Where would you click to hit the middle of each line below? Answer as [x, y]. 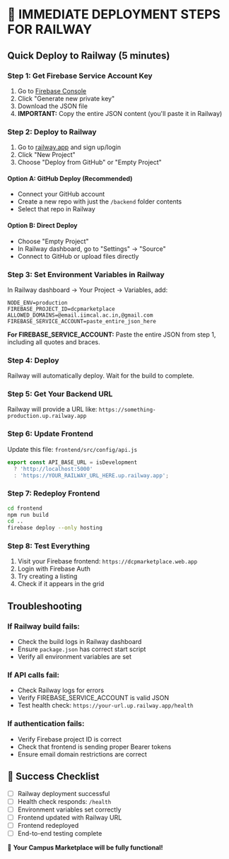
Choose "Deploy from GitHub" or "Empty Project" [90, 163]
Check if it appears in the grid [61, 584]
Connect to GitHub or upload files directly [78, 256]
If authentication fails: [46, 724]
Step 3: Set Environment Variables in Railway [86, 274]
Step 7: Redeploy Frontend [54, 493]
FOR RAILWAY [50, 29]
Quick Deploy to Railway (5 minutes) [89, 55]
